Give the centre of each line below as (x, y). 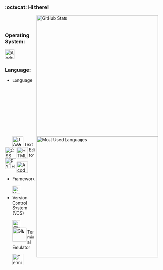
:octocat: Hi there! (27, 7)
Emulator (21, 247)
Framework (23, 179)
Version (20, 197)
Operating (17, 35)
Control (20, 203)
